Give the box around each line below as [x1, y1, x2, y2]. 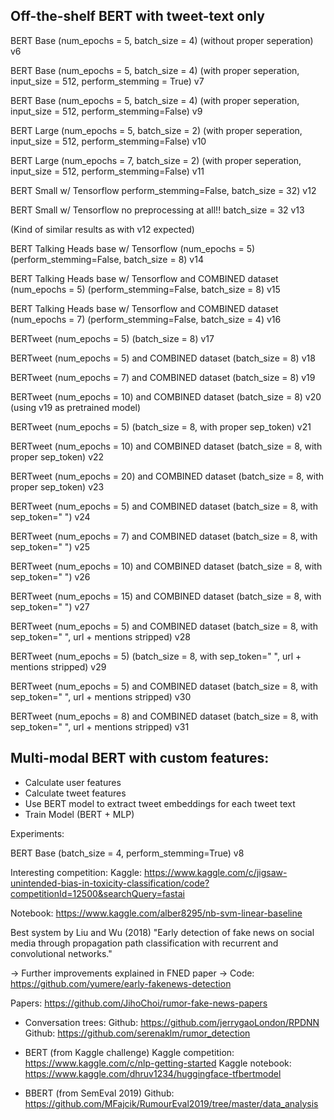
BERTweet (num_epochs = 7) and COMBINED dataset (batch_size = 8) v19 [10, 371, 316, 383]
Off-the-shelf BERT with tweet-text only [10, 8, 265, 25]
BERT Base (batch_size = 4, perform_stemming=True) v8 [10, 847, 245, 859]
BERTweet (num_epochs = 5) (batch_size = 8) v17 [10, 332, 215, 344]
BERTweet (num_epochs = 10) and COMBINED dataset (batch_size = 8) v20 [10, 390, 322, 403]
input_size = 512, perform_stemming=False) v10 [10, 135, 207, 147]
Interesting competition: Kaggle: [10, 866, 142, 878]
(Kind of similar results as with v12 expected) [10, 223, 195, 235]
